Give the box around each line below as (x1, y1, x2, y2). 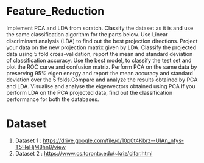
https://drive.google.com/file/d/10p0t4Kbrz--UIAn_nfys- (42, 137, 185, 144)
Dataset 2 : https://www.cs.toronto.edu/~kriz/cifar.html (15, 150, 153, 157)
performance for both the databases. (6, 95, 99, 103)
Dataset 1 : (15, 137, 42, 144)
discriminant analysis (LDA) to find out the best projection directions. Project (6, 37, 198, 44)
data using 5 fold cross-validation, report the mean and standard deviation (6, 50, 193, 57)
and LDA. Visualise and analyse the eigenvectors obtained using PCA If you (6, 82, 195, 89)
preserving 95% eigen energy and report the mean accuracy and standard (6, 69, 194, 77)
